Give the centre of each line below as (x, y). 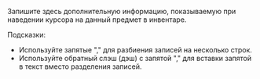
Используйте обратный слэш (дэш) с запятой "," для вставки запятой (135, 58)
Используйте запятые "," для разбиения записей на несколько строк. (135, 50)
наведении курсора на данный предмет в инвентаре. (97, 20)
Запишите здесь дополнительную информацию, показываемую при (122, 11)
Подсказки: (27, 35)
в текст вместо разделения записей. (80, 66)
